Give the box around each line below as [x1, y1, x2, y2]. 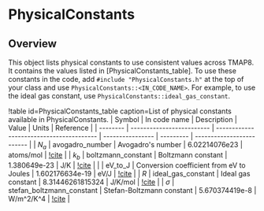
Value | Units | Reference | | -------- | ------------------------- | [8, 124, 214, 132]
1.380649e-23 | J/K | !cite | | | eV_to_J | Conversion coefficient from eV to [8, 160, 246, 170]
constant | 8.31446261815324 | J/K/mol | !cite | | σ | [8, 177, 175, 187]
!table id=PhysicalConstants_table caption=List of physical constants [8, 106, 232, 116]
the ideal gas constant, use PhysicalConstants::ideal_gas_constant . [8, 91, 231, 100]
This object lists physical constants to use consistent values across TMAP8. [8, 57, 255, 67]
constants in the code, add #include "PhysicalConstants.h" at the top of [8, 75, 244, 83]
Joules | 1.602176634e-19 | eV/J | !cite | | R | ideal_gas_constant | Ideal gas [8, 168, 251, 178]
